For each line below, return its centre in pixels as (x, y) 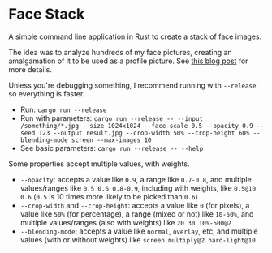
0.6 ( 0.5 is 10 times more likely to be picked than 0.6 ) (109, 196)
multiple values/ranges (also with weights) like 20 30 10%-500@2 (126, 222)
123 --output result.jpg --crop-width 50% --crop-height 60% (144, 133)
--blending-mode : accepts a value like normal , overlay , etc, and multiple (139, 231)
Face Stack (47, 14)
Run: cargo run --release (63, 109)
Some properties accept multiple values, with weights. (99, 164)
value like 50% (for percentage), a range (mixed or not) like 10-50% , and (137, 214)
